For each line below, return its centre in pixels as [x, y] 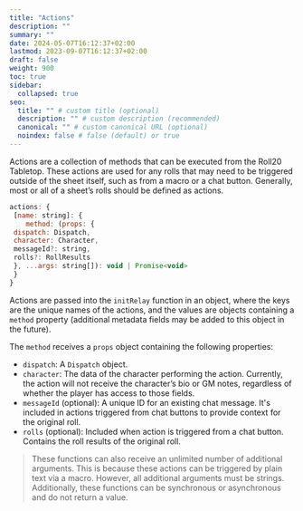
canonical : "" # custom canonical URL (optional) [113, 128]
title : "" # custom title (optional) [89, 111]
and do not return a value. [80, 497]
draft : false [34, 60]
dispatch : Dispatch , [52, 232]
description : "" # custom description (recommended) [119, 119]
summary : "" [32, 34]
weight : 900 [32, 69]
